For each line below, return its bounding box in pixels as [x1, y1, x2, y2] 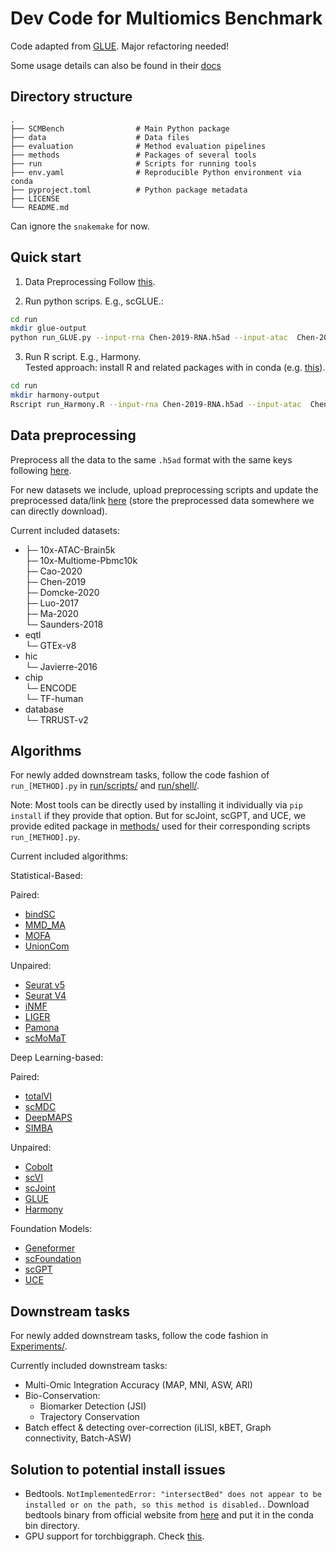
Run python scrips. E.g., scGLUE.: [24, 295, 164, 307]
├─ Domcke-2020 [24, 586, 100, 598]
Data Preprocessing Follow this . [24, 275, 156, 287]
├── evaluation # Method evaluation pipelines [10, 141, 267, 151]
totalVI [24, 1090, 52, 1102]
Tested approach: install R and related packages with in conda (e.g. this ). [24, 362, 326, 374]
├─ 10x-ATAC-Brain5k [24, 543, 116, 556]
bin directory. [24, 1520, 80, 1532]
